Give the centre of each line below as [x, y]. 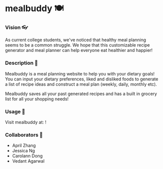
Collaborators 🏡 [24, 135]
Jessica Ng [23, 151]
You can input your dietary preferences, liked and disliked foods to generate [82, 79]
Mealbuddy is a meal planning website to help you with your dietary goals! [80, 73]
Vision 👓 [17, 27]
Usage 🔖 [15, 111]
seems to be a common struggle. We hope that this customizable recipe [78, 45]
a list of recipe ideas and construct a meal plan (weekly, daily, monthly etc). [81, 84]
